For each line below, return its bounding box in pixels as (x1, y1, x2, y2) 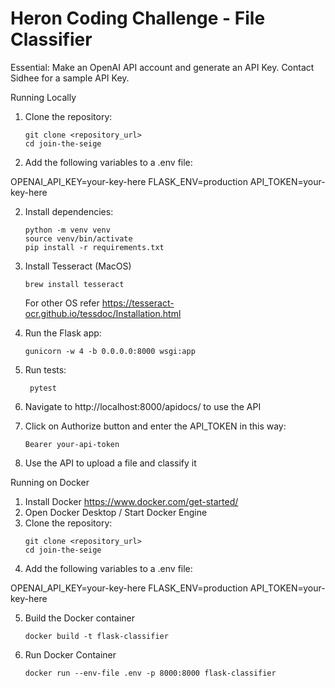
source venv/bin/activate (24, 233, 133, 244)
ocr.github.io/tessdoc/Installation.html (24, 307, 182, 319)
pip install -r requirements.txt (24, 242, 165, 252)
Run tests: (24, 363, 67, 376)
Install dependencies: (24, 205, 114, 217)
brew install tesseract (24, 279, 125, 289)
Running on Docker (10, 476, 90, 488)
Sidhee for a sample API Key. (10, 72, 130, 84)
